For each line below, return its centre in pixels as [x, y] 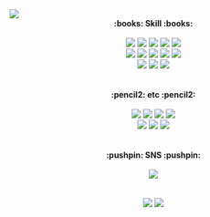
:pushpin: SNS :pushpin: [153, 155]
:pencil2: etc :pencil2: [153, 94]
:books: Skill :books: [153, 23]
